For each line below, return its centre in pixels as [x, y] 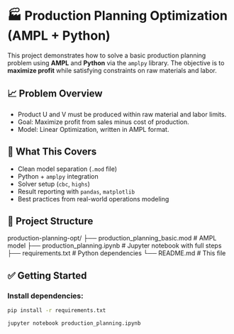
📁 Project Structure [50, 221]
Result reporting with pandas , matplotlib [76, 191]
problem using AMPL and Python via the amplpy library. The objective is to [116, 62]
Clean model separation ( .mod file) [67, 169]
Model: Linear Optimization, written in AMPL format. [93, 129]
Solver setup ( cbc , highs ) [54, 184]
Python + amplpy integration [58, 176]
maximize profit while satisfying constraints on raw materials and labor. [112, 70]
